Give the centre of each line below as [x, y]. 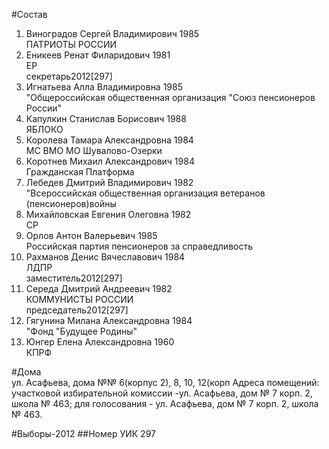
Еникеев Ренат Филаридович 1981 [98, 55]
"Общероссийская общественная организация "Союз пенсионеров [170, 97]
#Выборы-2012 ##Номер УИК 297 [83, 433]
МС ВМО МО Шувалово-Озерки [94, 150]
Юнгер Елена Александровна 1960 [100, 342]
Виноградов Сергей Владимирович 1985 [112, 33]
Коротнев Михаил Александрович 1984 [110, 161]
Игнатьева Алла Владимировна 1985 [104, 87]
